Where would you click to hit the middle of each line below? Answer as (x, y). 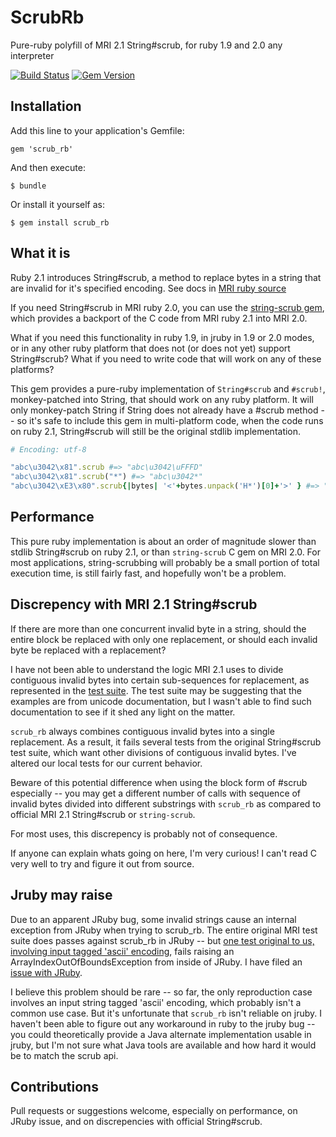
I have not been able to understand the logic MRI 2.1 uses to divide (147, 669)
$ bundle (28, 186)
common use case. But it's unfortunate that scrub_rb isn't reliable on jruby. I (166, 1013)
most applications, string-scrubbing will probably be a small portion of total (165, 562)
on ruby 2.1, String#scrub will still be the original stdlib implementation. (156, 431)
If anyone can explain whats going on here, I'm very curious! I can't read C (163, 853)
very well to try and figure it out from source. (102, 863)
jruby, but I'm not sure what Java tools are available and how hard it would (163, 1045)
